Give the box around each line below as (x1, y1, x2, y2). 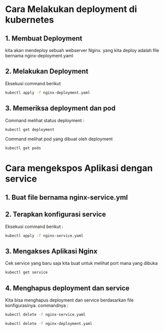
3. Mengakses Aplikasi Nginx (5, 247, 98, 255)
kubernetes (5, 14, 54, 26)
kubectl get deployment (5, 127, 55, 132)
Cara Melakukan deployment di (5, 4, 137, 15)
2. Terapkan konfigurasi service (5, 210, 106, 219)
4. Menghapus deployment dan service (5, 284, 130, 292)
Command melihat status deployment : (5, 117, 85, 123)
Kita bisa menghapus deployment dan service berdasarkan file (5, 297, 134, 303)
